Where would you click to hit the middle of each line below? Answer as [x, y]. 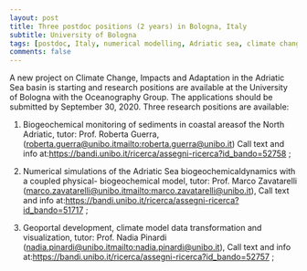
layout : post [34, 18]
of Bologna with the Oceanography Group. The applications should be [141, 98]
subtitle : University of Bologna [73, 35]
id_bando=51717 [53, 210]
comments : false [40, 52]
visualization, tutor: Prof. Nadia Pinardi [95, 237]
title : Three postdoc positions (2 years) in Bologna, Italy [128, 26]
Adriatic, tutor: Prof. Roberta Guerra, [91, 134]
